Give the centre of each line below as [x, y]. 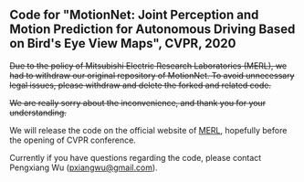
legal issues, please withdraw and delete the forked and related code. [141, 85]
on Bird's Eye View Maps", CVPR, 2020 [123, 43]
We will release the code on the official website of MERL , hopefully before [148, 130]
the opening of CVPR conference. [73, 140]
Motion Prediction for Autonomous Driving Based [152, 30]
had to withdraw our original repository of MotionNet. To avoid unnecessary [152, 75]
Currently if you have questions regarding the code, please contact [136, 157]
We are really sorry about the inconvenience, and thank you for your [138, 102]
